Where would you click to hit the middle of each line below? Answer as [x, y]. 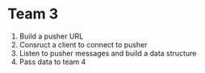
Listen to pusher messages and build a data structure [108, 53]
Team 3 [33, 14]
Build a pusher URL [51, 36]
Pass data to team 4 [52, 62]
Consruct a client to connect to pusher [83, 44]
